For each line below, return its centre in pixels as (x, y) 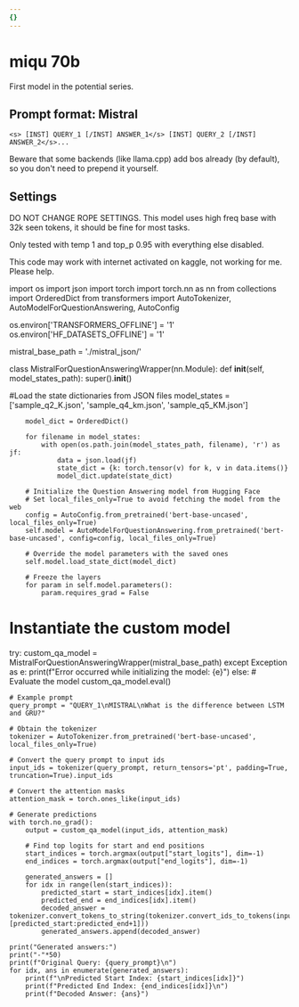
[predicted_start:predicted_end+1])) (79, 924)
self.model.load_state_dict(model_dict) (101, 562)
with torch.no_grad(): (51, 823)
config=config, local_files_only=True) (143, 539)
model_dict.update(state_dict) (115, 476)
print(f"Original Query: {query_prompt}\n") (93, 963)
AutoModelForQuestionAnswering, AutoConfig (94, 307)
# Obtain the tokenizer (53, 729)
